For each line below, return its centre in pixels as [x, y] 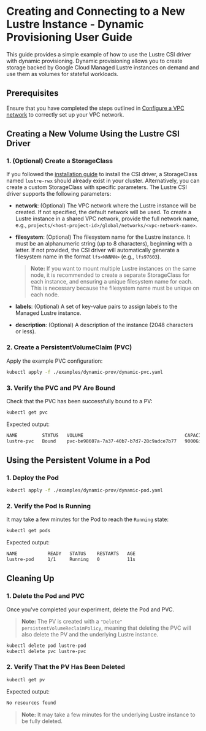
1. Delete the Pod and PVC [45, 596]
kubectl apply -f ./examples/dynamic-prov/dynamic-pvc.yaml [85, 372]
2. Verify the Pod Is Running [48, 506]
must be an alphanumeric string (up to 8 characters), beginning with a [104, 244]
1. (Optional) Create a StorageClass [60, 161]
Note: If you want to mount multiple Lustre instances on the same [113, 269]
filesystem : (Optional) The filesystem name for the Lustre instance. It [103, 237]
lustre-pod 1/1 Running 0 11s [71, 560]
